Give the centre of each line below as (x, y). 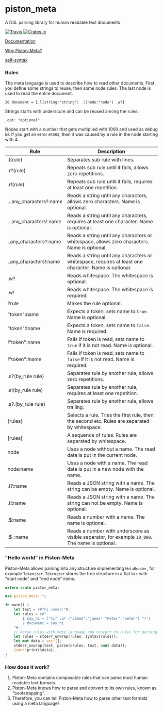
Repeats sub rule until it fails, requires (110, 182)
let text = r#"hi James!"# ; (42, 610)
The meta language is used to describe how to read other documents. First (80, 83)
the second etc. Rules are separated (108, 421)
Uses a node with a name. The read (107, 463)
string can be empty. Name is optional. (111, 489)
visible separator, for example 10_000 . (110, 537)
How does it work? (27, 667)
